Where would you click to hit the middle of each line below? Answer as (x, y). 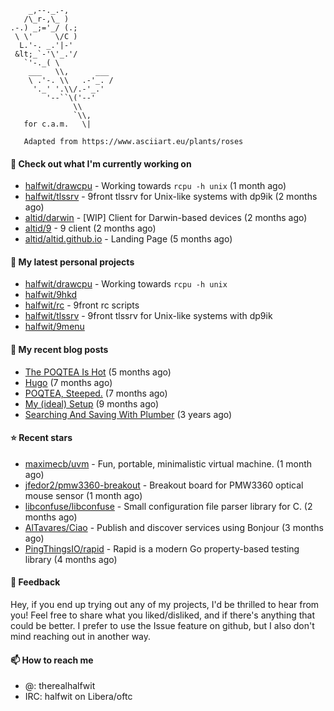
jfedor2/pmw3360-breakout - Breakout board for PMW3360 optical (164, 485)
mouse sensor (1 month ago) (83, 495)
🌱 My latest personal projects (72, 262)
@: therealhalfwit (60, 686)
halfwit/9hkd (51, 295)
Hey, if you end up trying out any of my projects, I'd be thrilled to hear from (165, 605)
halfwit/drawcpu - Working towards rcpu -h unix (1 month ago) (155, 186)
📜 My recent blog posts (59, 349)
